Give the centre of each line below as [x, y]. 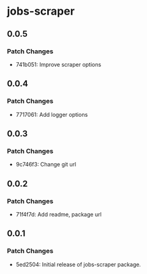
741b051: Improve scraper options [58, 64]
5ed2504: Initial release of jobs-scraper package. [78, 264]
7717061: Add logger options [52, 114]
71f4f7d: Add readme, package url [58, 214]
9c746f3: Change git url [46, 165]
